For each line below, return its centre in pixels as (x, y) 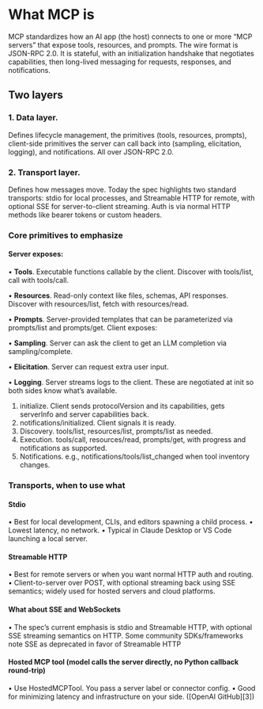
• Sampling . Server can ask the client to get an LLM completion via (118, 343)
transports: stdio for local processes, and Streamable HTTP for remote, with (131, 198)
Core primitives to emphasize (66, 235)
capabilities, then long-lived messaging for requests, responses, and (120, 62)
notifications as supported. (64, 448)
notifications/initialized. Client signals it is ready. (98, 423)
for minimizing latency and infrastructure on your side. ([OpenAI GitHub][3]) (131, 696)
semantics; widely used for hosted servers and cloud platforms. (112, 591)
